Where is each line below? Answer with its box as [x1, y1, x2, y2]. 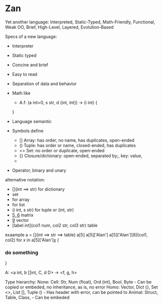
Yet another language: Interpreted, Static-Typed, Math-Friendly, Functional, [5, 19, 155, 25]
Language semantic [12, 118, 52, 124]
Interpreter [12, 43, 34, 49]
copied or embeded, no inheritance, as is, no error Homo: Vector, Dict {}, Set [5, 284, 158, 290]
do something [5, 249, 39, 256]
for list [12, 201, 25, 207]
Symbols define [12, 127, 44, 134]
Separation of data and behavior [12, 81, 77, 87]
